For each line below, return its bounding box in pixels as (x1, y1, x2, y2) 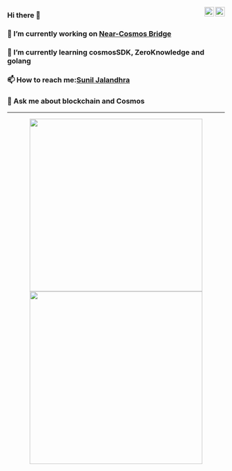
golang (7, 56, 31, 66)
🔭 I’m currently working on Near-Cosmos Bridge (7, 28, 172, 38)
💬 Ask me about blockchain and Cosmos (7, 96, 145, 106)
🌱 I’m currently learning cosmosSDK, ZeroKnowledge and (7, 47, 205, 57)
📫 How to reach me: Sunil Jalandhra (7, 75, 130, 84)
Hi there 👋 (7, 10, 41, 20)
